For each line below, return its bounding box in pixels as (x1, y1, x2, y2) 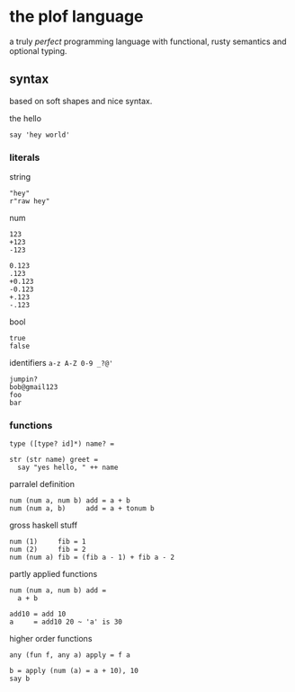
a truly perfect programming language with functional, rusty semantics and (9, 36, 287, 47)
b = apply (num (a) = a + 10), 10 (9, 667, 139, 676)
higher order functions (9, 634, 93, 644)
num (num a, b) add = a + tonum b (9, 504, 155, 513)
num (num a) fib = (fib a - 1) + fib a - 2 (9, 553, 175, 563)
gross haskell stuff (9, 519, 78, 531)
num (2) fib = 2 (9, 546, 87, 554)
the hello (9, 112, 42, 123)
